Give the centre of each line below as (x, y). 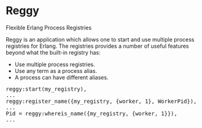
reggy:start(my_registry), (46, 89)
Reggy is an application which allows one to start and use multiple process (100, 39)
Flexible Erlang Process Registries (49, 28)
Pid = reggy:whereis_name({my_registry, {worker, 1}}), (91, 113)
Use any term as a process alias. (56, 70)
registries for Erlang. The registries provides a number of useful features (97, 46)
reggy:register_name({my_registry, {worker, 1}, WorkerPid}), (101, 101)
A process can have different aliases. (61, 77)
